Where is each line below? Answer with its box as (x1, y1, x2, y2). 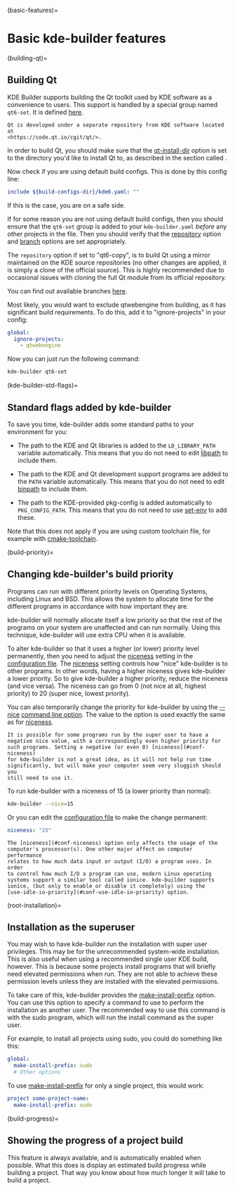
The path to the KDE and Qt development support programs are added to (17, 469, 229, 478)
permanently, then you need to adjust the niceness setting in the (7, 651, 194, 660)
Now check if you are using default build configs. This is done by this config (7, 167, 227, 175)
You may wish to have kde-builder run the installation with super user (7, 940, 208, 948)
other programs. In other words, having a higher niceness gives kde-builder (7, 666, 226, 675)
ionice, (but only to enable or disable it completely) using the (7, 882, 206, 889)
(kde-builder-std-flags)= (7, 381, 79, 390)
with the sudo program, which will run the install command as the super (7, 1013, 214, 1022)
